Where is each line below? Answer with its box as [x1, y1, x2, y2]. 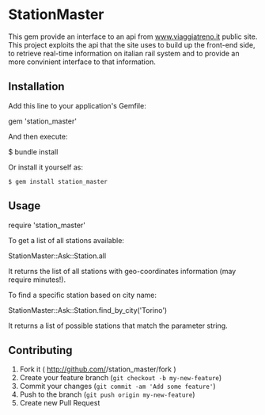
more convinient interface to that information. [8, 57, 156, 67]
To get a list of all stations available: [8, 235, 125, 245]
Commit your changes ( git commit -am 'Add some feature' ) [19, 382, 216, 391]
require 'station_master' [8, 220, 85, 230]
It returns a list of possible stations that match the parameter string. [8, 321, 228, 330]
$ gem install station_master [8, 177, 108, 185]
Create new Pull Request [19, 398, 100, 408]
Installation [8, 80, 65, 93]
